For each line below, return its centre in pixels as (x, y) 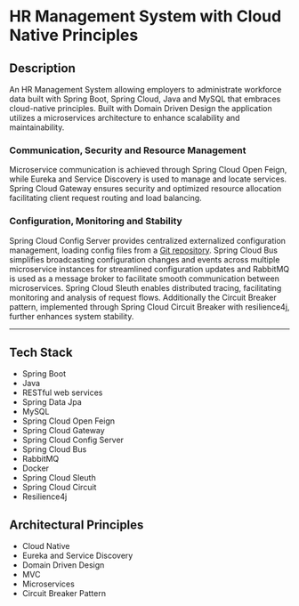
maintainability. (37, 127)
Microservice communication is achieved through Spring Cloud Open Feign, (148, 170)
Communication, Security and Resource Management (128, 150)
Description (42, 68)
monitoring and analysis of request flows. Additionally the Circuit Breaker (143, 297)
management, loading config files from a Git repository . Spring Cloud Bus (144, 250)
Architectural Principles (77, 525)
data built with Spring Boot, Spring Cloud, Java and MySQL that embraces (145, 99)
